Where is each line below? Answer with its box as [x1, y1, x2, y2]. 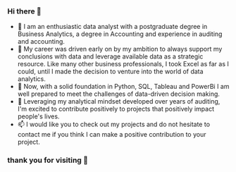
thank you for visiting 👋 [7, 155, 89, 165]
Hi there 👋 [7, 6, 42, 16]
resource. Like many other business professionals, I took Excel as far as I [17, 60, 229, 68]
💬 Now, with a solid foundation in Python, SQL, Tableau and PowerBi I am [17, 82, 230, 91]
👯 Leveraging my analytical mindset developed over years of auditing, [17, 97, 221, 106]
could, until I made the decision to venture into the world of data [17, 67, 204, 76]
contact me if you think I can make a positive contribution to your [17, 130, 206, 139]
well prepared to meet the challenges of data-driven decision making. [17, 90, 221, 98]
